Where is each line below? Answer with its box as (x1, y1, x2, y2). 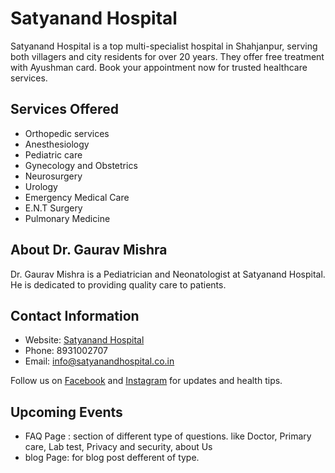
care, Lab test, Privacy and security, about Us (24, 441, 213, 453)
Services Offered (10, 101, 119, 118)
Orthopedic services (24, 127, 110, 139)
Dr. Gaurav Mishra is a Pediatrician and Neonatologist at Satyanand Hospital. (10, 268, 326, 280)
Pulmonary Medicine (24, 212, 111, 224)
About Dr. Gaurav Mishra (10, 242, 168, 259)
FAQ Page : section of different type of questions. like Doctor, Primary (24, 430, 312, 442)
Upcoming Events (10, 403, 123, 421)
